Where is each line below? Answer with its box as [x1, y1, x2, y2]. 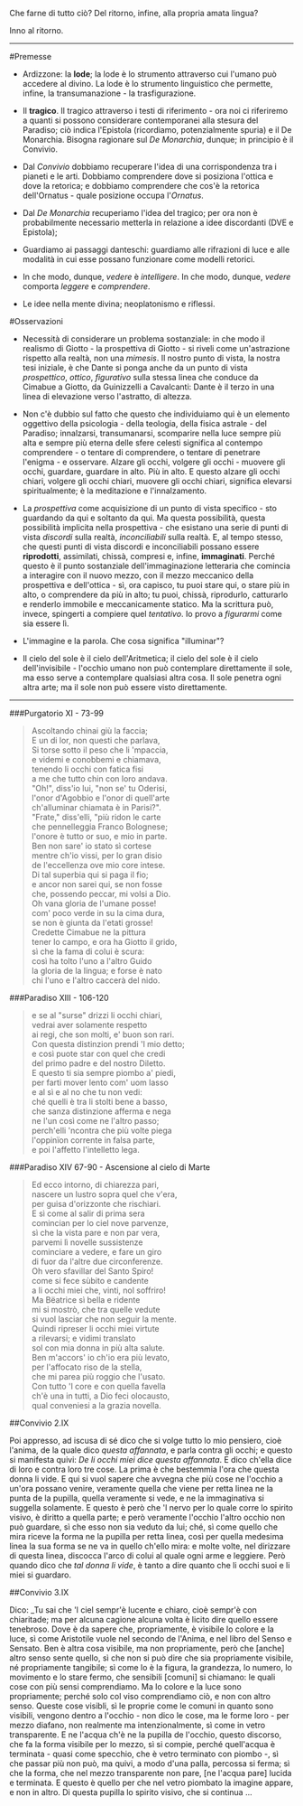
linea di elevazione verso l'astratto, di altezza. [22, 391, 192, 401]
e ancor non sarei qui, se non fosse [31, 879, 162, 889]
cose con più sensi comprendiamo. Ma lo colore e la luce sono [9, 1681, 242, 1692]
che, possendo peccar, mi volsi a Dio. [31, 889, 171, 899]
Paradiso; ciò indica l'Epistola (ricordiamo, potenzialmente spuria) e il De [22, 125, 292, 135]
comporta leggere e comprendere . [22, 281, 151, 292]
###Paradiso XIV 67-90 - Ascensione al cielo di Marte [9, 1162, 210, 1173]
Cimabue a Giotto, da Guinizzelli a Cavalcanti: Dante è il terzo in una [22, 381, 275, 392]
